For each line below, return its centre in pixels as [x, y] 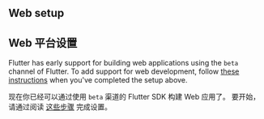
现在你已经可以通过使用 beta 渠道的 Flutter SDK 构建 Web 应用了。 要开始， [134, 97]
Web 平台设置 [43, 42]
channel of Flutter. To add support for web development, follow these [124, 71]
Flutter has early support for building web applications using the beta [123, 63]
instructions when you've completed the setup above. [98, 80]
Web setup [36, 13]
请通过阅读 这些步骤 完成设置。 [60, 107]
